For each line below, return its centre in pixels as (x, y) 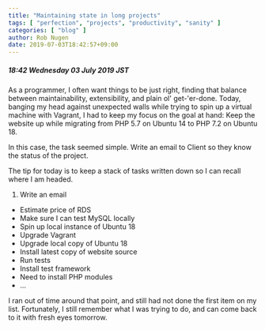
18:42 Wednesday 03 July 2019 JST (68, 70)
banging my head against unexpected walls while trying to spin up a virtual (130, 107)
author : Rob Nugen (38, 37)
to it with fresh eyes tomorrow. (58, 317)
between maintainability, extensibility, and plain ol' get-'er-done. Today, (125, 99)
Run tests (35, 261)
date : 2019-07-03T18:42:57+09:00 (63, 45)
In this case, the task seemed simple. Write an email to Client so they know (130, 148)
